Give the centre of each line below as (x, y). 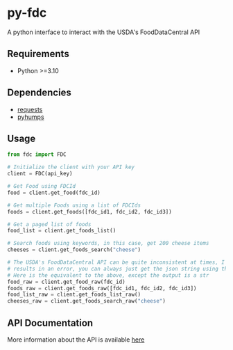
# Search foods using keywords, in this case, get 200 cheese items (108, 244)
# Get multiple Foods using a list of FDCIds (74, 205)
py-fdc (27, 13)
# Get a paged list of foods (49, 224)
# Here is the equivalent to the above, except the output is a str (108, 275)
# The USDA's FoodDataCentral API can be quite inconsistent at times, (113, 262)
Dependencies (39, 93)
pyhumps (31, 117)
